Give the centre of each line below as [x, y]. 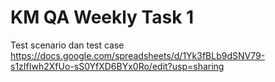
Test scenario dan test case [67, 45]
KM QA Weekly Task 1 [102, 17]
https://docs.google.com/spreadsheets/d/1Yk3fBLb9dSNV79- [138, 55]
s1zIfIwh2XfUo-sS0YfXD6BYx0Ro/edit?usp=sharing [117, 66]
